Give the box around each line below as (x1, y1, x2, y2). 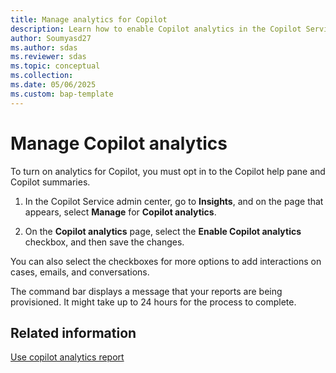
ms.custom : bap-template (10, 89, 114, 99)
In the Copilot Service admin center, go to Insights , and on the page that (24, 195, 324, 207)
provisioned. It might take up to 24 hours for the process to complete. (10, 296, 297, 308)
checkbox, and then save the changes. (24, 236, 185, 248)
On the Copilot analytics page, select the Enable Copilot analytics (24, 225, 302, 237)
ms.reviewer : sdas (10, 52, 87, 62)
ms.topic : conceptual (10, 61, 101, 71)
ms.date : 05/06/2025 (10, 80, 97, 90)
